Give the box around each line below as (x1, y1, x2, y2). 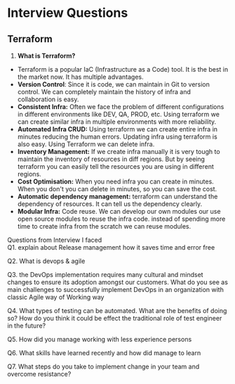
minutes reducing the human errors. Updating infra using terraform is (17, 132, 217, 141)
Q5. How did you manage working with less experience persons (7, 335, 192, 343)
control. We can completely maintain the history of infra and (17, 88, 192, 96)
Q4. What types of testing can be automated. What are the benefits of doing (7, 307, 227, 314)
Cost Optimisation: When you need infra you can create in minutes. (17, 177, 214, 186)
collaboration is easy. (17, 95, 79, 103)
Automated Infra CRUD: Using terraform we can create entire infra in (17, 125, 218, 133)
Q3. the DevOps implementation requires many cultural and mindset (7, 271, 203, 279)
